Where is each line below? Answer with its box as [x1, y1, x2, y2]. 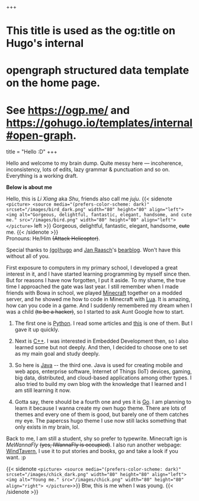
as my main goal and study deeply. [14, 350, 100, 358]
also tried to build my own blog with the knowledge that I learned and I [14, 381, 187, 388]
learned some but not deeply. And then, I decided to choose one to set [14, 344, 188, 351]
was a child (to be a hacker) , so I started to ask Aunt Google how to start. [6, 308, 185, 315]
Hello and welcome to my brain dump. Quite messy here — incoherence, [6, 159, 184, 167]
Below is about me [6, 184, 52, 191]
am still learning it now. [14, 387, 71, 394]
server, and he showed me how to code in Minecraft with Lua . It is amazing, [6, 296, 191, 303]
